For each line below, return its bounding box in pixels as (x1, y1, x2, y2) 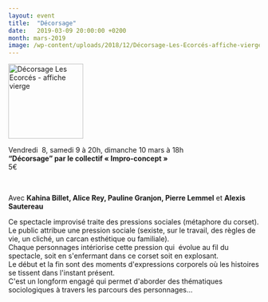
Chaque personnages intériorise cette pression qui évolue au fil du (8, 243, 229, 252)
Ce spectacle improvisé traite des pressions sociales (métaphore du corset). (8, 217, 259, 227)
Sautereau (8, 201, 44, 212)
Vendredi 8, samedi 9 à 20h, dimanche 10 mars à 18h (8, 145, 184, 155)
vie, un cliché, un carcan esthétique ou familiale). (8, 234, 170, 244)
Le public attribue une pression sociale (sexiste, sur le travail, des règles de (8, 225, 256, 236)
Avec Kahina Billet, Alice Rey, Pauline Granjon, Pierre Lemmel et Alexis (8, 193, 246, 203)
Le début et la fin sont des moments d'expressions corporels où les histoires (8, 260, 259, 269)
